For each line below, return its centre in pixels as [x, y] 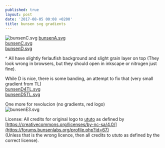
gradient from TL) [23, 84]
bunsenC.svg [19, 43]
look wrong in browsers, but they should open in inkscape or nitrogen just [81, 63]
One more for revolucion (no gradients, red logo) [55, 104]
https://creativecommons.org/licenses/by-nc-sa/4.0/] [62, 124]
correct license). [22, 140]
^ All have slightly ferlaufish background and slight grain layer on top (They [82, 58]
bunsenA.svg [52, 38]
